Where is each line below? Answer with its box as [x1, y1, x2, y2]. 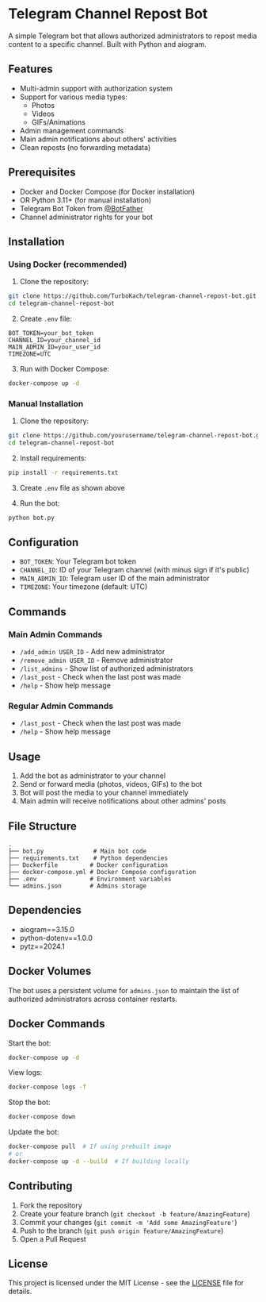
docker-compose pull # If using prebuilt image [8, 1142, 172, 1151]
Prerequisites [8, 166, 76, 179]
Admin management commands [19, 125, 124, 135]
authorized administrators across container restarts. [8, 994, 178, 1003]
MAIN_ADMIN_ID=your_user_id [8, 343, 101, 351]
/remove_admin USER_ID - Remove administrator [19, 656, 173, 665]
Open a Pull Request [19, 1234, 87, 1243]
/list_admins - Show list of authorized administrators [19, 664, 194, 673]
